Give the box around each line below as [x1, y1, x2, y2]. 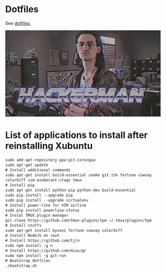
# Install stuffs [5, 223, 42, 228]
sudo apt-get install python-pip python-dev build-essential [5, 187, 136, 192]
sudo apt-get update [5, 162, 49, 167]
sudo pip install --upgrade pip [5, 192, 73, 197]
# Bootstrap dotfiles [5, 258, 51, 263]
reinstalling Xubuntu [5, 140, 93, 152]
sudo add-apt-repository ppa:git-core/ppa [5, 157, 96, 162]
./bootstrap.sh [5, 263, 37, 268]
